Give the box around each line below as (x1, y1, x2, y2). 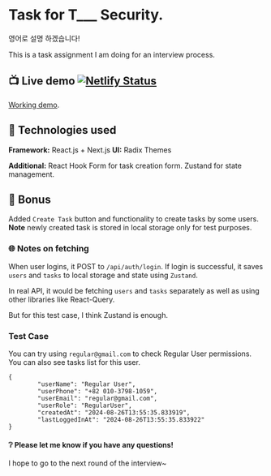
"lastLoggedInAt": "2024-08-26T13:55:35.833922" (37, 415, 205, 423)
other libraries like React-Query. (8, 294, 115, 304)
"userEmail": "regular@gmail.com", (37, 394, 158, 402)
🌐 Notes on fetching (8, 243, 89, 255)
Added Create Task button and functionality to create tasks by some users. (8, 214, 260, 224)
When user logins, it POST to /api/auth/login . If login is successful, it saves (8, 261, 264, 271)
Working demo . (8, 100, 60, 109)
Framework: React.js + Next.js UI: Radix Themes (8, 144, 172, 155)
